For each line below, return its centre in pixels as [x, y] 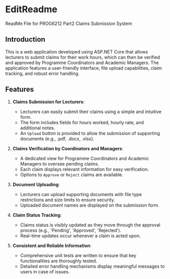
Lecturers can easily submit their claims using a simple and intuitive [91, 111]
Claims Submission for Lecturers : [48, 102]
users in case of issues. [45, 271]
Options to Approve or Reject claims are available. [72, 175]
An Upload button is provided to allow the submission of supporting [90, 133]
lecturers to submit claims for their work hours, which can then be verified [83, 57]
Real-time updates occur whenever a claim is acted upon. [80, 236]
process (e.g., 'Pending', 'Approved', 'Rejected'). [71, 230]
